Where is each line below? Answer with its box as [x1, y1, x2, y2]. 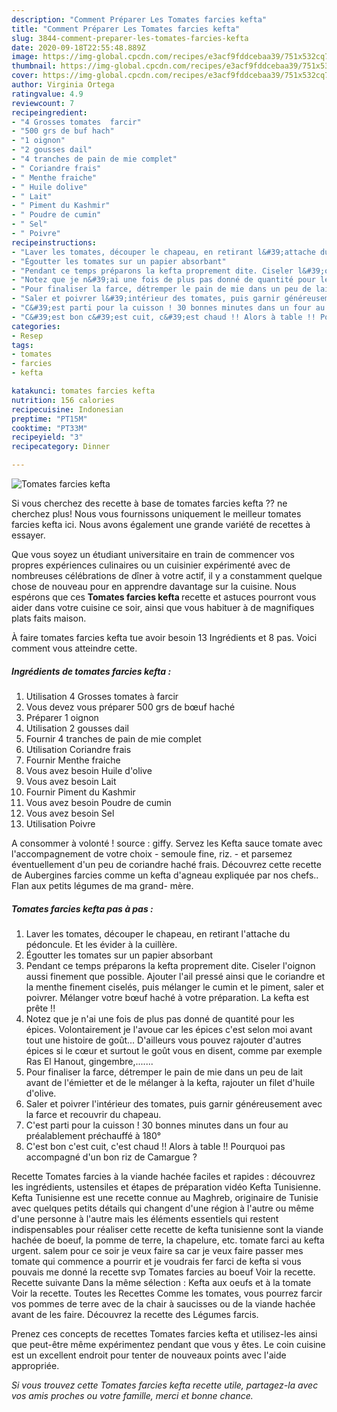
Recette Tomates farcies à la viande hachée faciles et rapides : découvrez [11, 1170, 316, 1182]
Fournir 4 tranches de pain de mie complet [25, 732, 202, 745]
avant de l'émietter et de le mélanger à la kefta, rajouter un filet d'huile [25, 1076, 316, 1088]
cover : [11, 71, 39, 81]
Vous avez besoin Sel [25, 807, 115, 819]
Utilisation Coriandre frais [25, 743, 132, 755]
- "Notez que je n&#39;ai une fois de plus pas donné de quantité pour [11, 275, 316, 285]
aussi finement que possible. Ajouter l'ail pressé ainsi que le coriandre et [25, 970, 326, 982]
